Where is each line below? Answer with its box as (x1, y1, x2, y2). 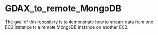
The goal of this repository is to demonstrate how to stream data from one (5, 19, 154, 25)
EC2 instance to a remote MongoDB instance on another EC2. (5, 24, 129, 30)
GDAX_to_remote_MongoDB (5, 3, 122, 14)
